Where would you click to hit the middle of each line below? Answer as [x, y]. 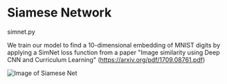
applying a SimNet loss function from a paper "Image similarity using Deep [113, 52]
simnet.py [21, 32]
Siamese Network [60, 13]
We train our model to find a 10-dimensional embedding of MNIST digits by [114, 45]
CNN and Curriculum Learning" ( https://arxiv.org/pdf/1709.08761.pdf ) [106, 59]
